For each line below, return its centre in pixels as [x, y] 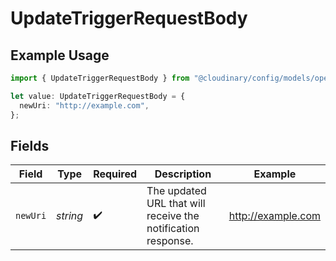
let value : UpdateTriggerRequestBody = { [98, 96]
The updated [176, 191]
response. [170, 241]
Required [115, 174]
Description [183, 174]
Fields [30, 145]
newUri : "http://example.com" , [84, 105]
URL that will [176, 204]
